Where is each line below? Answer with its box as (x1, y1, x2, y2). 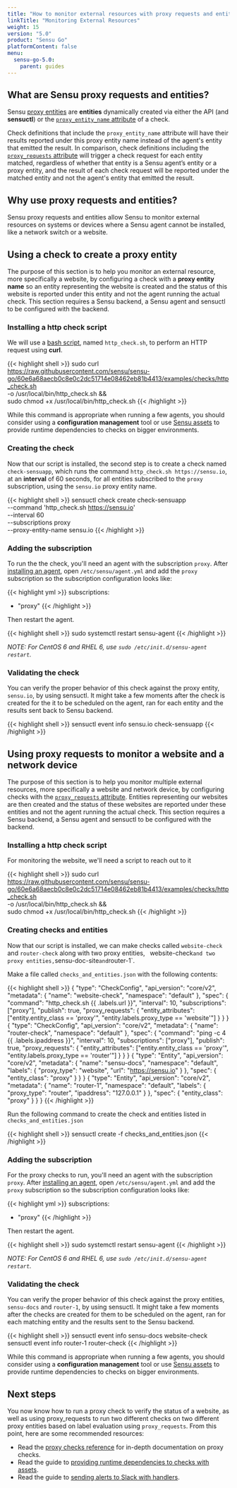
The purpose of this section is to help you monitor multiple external (7, 778, 202, 786)
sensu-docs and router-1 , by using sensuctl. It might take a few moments (7, 1303, 219, 1312)
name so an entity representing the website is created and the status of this (7, 282, 228, 291)
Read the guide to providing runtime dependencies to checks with (17, 1458, 209, 1467)
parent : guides (20, 63, 65, 70)
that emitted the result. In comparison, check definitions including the (7, 144, 209, 152)
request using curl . (7, 346, 63, 354)
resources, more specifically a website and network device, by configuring (7, 785, 224, 794)
